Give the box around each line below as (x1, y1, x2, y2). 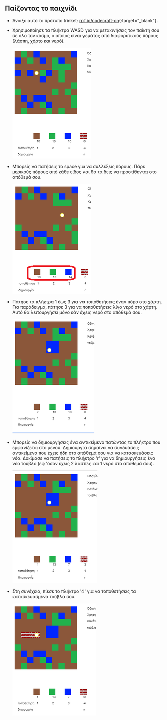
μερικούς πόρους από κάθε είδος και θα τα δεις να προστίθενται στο (12, 169, 157, 175)
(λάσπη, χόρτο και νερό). (12, 38, 65, 44)
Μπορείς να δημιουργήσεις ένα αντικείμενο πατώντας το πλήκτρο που (12, 439, 161, 445)
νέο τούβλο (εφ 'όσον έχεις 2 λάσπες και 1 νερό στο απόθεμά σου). (12, 460, 154, 466)
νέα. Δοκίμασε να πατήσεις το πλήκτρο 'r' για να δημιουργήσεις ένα (12, 455, 156, 461)
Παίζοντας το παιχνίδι (5, 4, 77, 13)
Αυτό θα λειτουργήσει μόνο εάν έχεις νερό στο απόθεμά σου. (12, 309, 142, 315)
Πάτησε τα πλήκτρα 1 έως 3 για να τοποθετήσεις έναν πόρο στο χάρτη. (12, 298, 162, 305)
